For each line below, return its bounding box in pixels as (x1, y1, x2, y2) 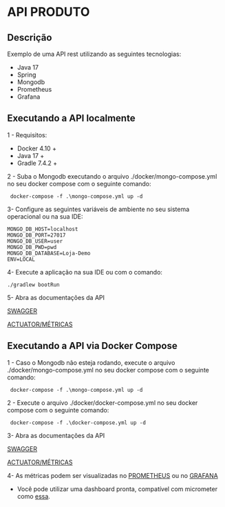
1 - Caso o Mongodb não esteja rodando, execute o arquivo (7, 358, 175, 366)
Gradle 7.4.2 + (17, 159, 57, 167)
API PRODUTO (7, 4, 90, 20)
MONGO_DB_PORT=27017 (7, 232, 67, 239)
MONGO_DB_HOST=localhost (7, 226, 78, 232)
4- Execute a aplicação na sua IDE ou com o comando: (7, 268, 163, 276)
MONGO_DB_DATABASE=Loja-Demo (7, 250, 91, 257)
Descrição (7, 32, 52, 43)
